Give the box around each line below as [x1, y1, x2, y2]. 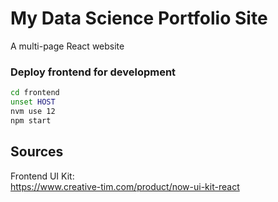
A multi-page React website [10, 40, 125, 52]
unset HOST [10, 97, 56, 107]
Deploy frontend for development [10, 65, 177, 79]
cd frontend [10, 88, 60, 98]
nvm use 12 [10, 106, 56, 116]
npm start [10, 115, 52, 126]
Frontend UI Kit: [10, 170, 75, 182]
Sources [10, 143, 64, 161]
